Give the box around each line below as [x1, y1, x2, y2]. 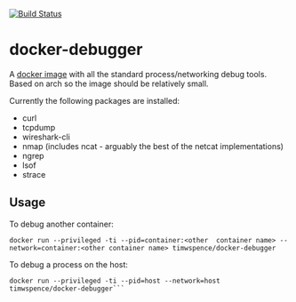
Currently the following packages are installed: [9, 95, 180, 106]
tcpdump [21, 122, 56, 132]
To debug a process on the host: [9, 258, 129, 270]
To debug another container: [9, 219, 114, 229]
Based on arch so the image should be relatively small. [9, 78, 209, 89]
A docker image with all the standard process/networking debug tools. [9, 68, 268, 79]
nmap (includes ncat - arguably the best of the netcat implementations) [21, 140, 284, 151]
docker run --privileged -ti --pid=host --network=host [9, 276, 220, 285]
